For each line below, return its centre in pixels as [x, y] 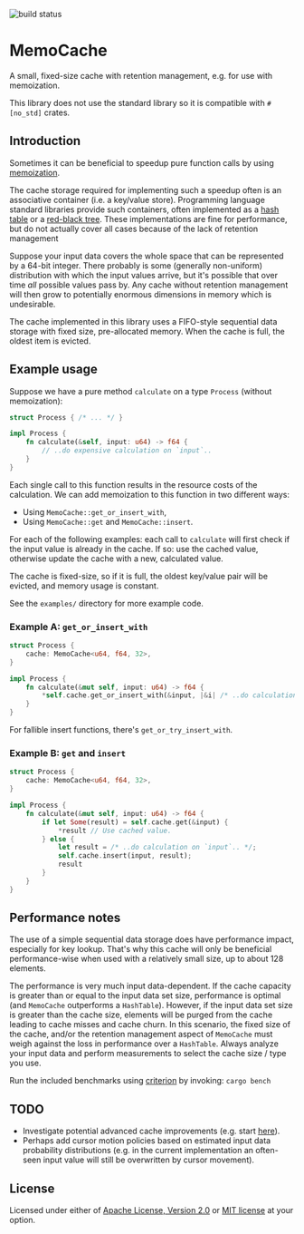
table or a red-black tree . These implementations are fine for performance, [148, 219]
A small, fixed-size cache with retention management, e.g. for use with [141, 75]
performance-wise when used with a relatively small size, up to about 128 [147, 959]
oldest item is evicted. [50, 341]
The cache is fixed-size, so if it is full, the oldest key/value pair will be [139, 576]
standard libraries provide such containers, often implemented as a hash [144, 209]
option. [23, 1220]
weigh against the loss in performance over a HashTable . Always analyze [144, 1044]
